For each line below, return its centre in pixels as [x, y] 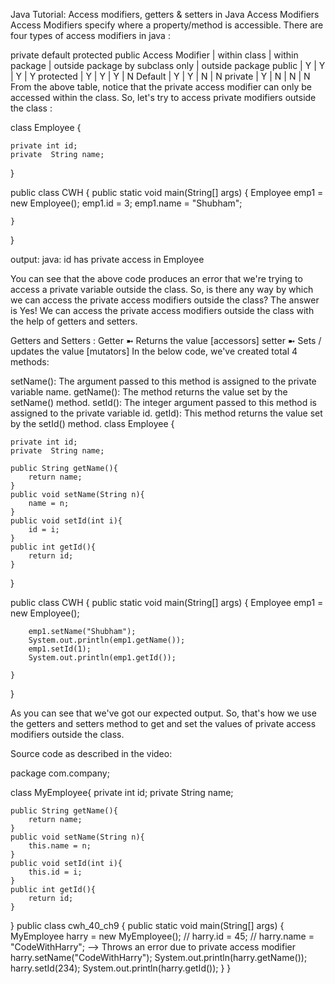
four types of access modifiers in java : [90, 35]
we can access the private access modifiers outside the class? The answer [165, 300]
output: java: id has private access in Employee [107, 259]
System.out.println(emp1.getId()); [102, 658]
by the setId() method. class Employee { [92, 423]
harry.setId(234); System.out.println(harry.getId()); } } [121, 968]
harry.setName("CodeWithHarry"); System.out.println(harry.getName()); [159, 957]
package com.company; [60, 773]
